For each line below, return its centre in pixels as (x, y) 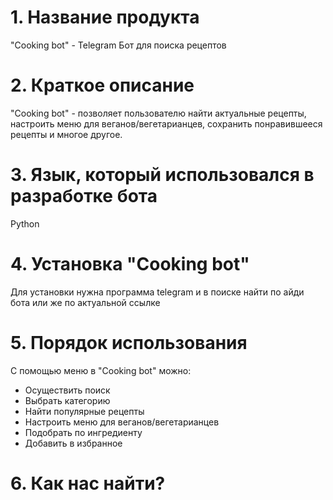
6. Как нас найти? (88, 483)
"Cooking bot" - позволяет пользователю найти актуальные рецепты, (158, 113)
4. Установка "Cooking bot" (130, 264)
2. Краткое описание (102, 85)
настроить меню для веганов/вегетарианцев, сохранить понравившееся (166, 123)
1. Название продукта (105, 17)
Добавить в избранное (73, 443)
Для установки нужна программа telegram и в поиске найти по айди (157, 292)
